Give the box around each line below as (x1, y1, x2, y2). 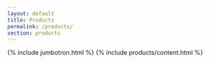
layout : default (7, 10, 54, 17)
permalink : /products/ (7, 23, 73, 30)
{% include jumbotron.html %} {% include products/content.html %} (7, 48, 204, 57)
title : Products (7, 17, 54, 24)
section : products (7, 29, 61, 37)
